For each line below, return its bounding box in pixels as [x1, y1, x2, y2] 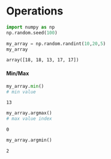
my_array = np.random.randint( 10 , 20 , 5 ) [6, 40, 106, 46]
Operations [6, 4, 64, 18]
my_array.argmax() [6, 110, 52, 116]
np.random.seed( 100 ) [6, 30, 58, 36]
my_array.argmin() [6, 137, 52, 143]
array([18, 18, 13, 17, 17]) [6, 57, 79, 63]
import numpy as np [6, 24, 55, 30]
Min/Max [6, 70, 29, 77]
